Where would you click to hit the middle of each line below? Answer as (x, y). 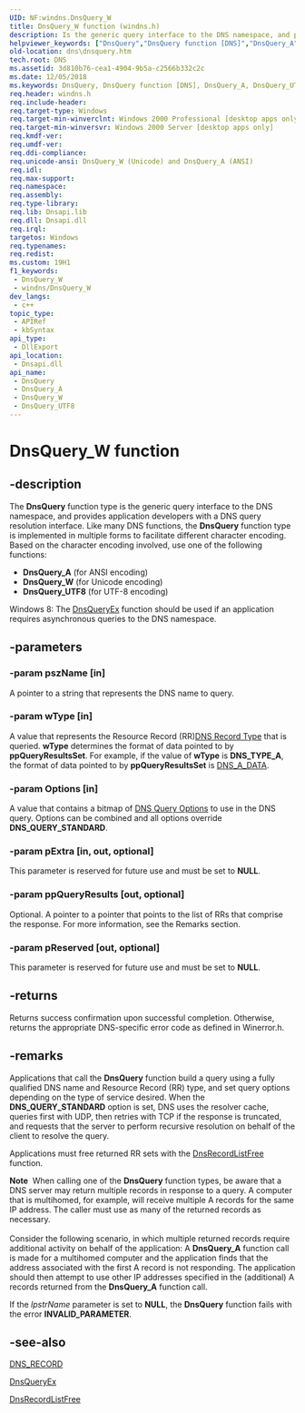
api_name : (28, 372)
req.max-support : (42, 178)
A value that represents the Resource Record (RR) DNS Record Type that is (148, 736)
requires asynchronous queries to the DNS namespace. (113, 618)
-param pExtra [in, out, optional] (82, 852)
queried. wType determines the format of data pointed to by (122, 746)
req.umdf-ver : (36, 144)
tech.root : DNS (38, 60)
